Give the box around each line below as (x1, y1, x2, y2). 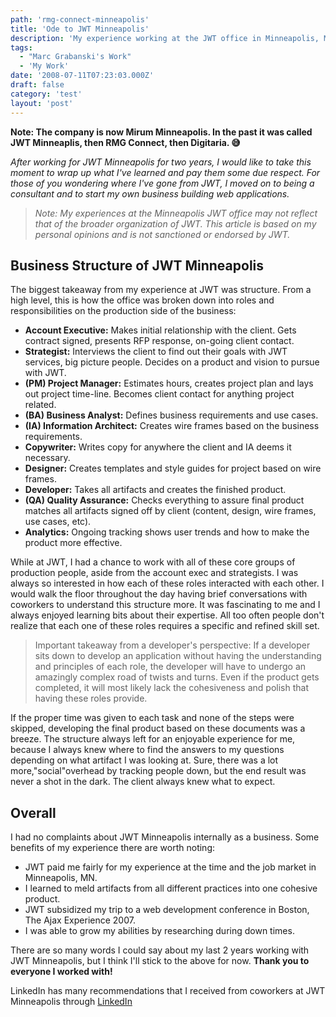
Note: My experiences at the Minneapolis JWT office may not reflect (34, 207, 318, 219)
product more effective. (24, 537, 123, 549)
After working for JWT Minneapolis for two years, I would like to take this (10, 156, 312, 168)
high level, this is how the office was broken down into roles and (10, 294, 275, 306)
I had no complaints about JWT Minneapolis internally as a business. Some (10, 831, 320, 843)
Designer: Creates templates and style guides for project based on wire (24, 462, 322, 475)
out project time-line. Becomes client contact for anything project (24, 388, 295, 400)
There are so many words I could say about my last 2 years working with (10, 944, 310, 956)
